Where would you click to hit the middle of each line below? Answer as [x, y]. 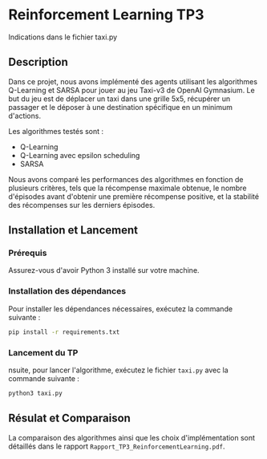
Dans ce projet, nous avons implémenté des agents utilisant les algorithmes [133, 81]
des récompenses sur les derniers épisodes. [82, 205]
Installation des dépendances [67, 291]
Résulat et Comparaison [69, 418]
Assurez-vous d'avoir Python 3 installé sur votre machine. [104, 270]
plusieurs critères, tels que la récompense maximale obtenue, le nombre [127, 188]
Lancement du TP [43, 352]
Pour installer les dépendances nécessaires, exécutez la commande [121, 309]
